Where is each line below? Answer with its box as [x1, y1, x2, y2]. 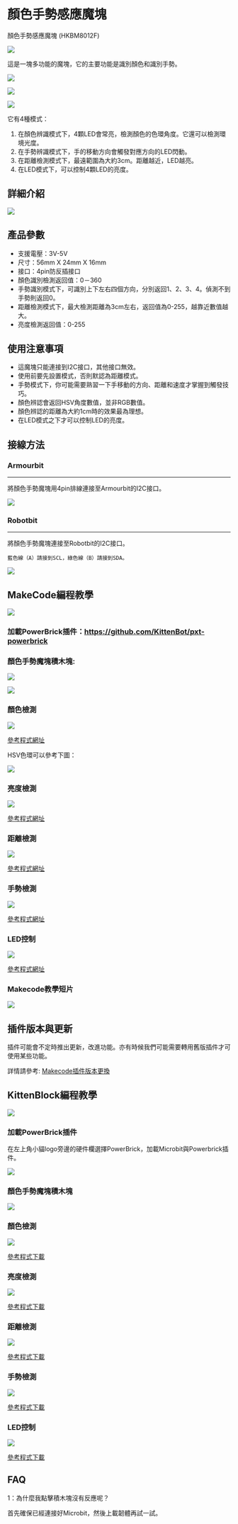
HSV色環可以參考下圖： [7, 751, 76, 759]
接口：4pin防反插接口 [17, 267, 81, 275]
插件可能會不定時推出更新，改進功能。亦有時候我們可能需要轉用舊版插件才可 [7, 1043, 231, 1051]
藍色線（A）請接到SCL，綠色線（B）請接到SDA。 [7, 554, 128, 562]
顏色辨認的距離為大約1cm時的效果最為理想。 [17, 407, 147, 415]
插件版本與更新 [7, 1022, 73, 1035]
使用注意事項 [7, 342, 64, 354]
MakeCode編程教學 [7, 589, 94, 601]
